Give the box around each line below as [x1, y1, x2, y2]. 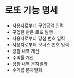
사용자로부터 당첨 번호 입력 [12, 35, 65, 41]
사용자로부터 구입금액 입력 [12, 22, 64, 29]
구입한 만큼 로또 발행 [12, 29, 53, 35]
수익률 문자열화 [12, 67, 43, 73]
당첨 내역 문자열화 [12, 61, 48, 67]
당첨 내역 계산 [12, 48, 40, 54]
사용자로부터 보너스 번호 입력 [12, 41, 69, 47]
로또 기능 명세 [5, 5, 58, 16]
